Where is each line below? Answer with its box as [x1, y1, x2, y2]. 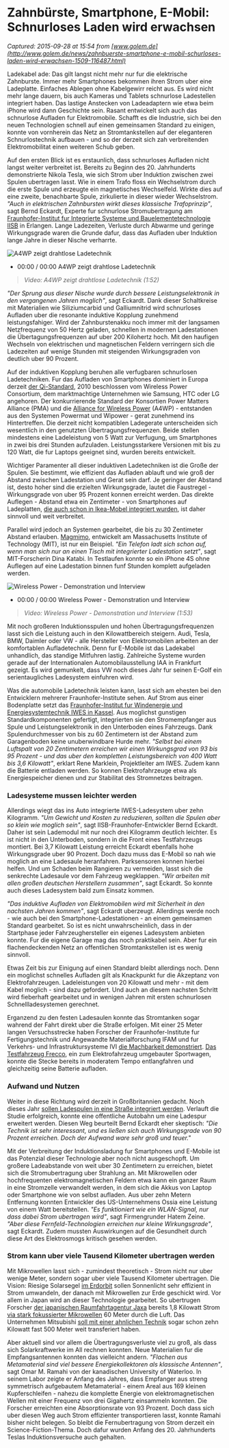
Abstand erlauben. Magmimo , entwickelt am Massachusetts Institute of [7, 532, 208, 540]
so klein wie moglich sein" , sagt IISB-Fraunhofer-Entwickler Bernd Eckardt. [7, 821, 218, 829]
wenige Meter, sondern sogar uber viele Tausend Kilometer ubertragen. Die [7, 1274, 220, 1282]
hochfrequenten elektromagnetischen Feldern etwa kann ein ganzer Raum [7, 1176, 217, 1184]
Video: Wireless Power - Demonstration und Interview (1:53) [23, 608, 193, 617]
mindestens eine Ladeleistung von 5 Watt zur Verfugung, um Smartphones [7, 433, 217, 441]
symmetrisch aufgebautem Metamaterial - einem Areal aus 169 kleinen [7, 1382, 206, 1390]
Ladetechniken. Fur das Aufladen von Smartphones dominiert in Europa [7, 375, 208, 383]
